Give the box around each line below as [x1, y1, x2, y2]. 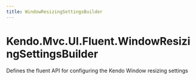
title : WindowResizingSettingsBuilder [6, 8, 103, 15]
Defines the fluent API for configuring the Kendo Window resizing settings [6, 67, 188, 74]
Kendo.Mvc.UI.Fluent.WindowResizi [6, 34, 191, 48]
